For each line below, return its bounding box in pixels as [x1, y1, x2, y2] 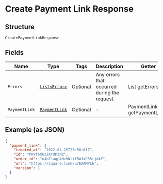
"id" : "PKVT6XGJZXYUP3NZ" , [14, 152, 68, 157]
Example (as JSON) [5, 126, 65, 134]
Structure [5, 23, 35, 31]
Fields [5, 48, 24, 57]
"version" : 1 [14, 166, 40, 170]
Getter [141, 63, 156, 70]
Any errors [96, 71, 120, 78]
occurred [96, 83, 117, 90]
